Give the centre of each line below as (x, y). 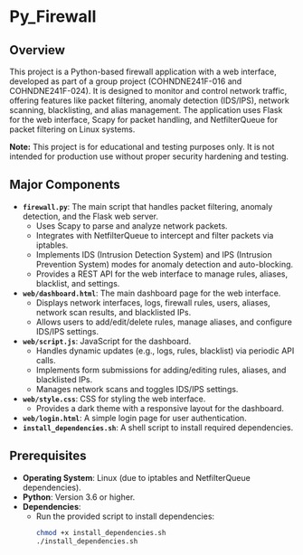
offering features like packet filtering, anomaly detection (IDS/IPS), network (149, 100)
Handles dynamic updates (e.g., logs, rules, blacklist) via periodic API (165, 351)
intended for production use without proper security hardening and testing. (149, 156)
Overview (38, 50)
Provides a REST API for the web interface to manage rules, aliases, (161, 274)
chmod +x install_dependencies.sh (101, 532)
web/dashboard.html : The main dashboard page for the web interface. (151, 293)
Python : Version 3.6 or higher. (79, 497)
